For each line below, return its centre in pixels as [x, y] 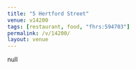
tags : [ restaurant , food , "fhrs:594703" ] [69, 26]
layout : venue [28, 40]
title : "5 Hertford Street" [48, 14]
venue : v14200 [28, 20]
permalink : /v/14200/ [39, 33]
